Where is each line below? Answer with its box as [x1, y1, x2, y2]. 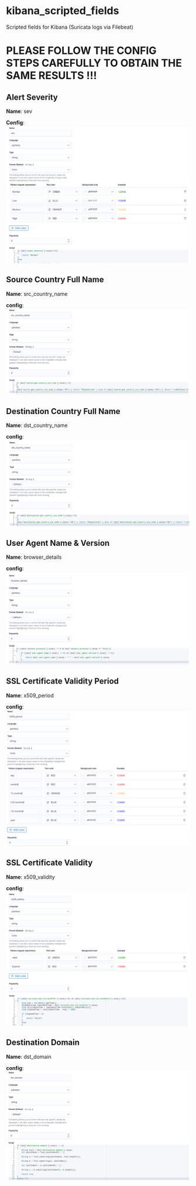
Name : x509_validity [6, 873, 56, 880]
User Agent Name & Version [6, 538, 110, 548]
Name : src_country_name [6, 290, 68, 297]
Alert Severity [6, 92, 59, 102]
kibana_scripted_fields [6, 4, 119, 18]
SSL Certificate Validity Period [6, 676, 119, 686]
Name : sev [6, 107, 33, 115]
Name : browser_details [6, 553, 62, 560]
